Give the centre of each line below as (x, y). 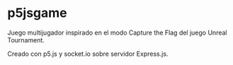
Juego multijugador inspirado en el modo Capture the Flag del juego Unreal (117, 32)
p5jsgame (37, 13)
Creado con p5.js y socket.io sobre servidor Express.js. (88, 54)
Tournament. (26, 40)
